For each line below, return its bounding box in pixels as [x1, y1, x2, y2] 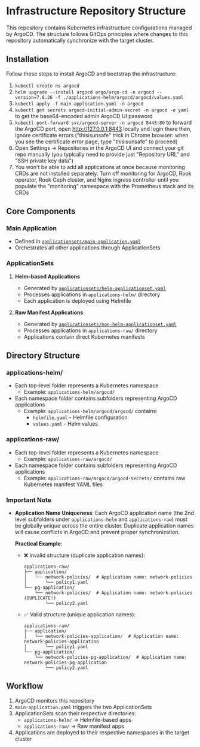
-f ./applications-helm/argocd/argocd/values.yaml [55, 94, 184, 100]
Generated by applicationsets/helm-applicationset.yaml [23, 284, 166, 291]
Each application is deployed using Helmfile [23, 297, 131, 304]
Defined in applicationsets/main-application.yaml [14, 238, 141, 245]
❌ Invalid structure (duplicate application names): [23, 552, 145, 559]
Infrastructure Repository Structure [6, 4, 186, 18]
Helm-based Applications [14, 273, 81, 280]
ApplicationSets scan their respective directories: [14, 709, 136, 717]
